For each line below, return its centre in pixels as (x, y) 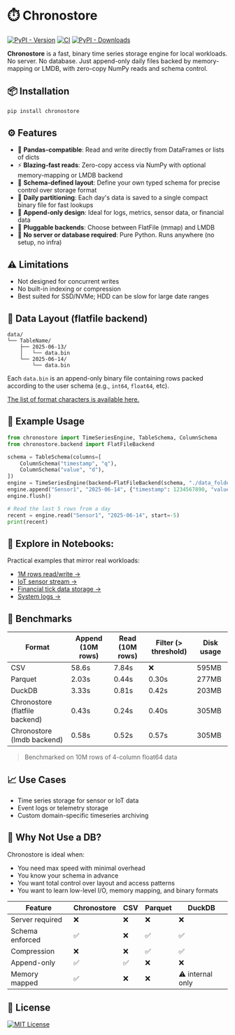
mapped (24, 982)
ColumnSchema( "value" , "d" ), (62, 470)
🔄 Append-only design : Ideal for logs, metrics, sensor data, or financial (120, 213)
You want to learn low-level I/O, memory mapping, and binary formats (118, 890)
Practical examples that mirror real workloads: (73, 560)
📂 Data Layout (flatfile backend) (78, 318)
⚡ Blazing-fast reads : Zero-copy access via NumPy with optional (112, 165)
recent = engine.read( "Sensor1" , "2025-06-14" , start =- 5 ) (93, 515)
